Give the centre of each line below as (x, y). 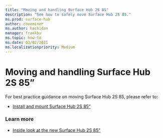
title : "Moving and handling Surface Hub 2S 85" (57, 10)
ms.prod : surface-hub (28, 19)
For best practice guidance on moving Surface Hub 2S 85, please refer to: (81, 96)
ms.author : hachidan (27, 29)
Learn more (20, 119)
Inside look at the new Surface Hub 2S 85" (56, 130)
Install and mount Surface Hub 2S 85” (52, 106)
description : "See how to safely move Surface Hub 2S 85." (68, 15)
